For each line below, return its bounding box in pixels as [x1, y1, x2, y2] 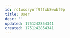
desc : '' [5, 16, 23, 21]
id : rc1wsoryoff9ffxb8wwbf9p [5, 7, 65, 12]
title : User [5, 12, 30, 17]
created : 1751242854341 [5, 26, 54, 31]
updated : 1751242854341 [5, 21, 54, 26]
